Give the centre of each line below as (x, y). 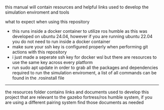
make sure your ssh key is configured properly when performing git (80, 47)
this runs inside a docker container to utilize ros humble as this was (80, 31)
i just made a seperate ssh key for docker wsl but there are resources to (84, 57)
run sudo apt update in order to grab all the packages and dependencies (85, 67)
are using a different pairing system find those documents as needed (74, 102)
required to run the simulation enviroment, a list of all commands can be (84, 73)
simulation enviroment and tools (37, 12)
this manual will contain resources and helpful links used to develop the (77, 7)
